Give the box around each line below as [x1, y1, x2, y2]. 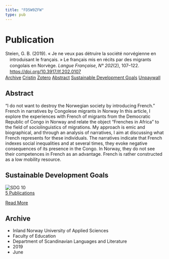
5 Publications [5, 190, 35, 196]
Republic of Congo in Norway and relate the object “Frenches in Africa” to [5, 118, 159, 124]
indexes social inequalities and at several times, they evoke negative [5, 140, 148, 146]
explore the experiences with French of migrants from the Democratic [5, 113, 151, 119]
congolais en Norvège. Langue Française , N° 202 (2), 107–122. [10, 63, 140, 69]
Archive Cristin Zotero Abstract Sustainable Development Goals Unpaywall [5, 74, 161, 80]
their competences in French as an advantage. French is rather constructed [5, 151, 163, 157]
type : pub [5, 12, 26, 17]
